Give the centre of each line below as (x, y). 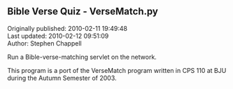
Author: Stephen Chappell (44, 43)
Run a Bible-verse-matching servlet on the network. (82, 57)
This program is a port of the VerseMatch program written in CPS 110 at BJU (117, 70)
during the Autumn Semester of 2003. (62, 78)
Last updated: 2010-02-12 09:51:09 (58, 36)
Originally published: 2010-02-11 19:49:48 (68, 28)
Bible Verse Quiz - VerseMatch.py (83, 12)
